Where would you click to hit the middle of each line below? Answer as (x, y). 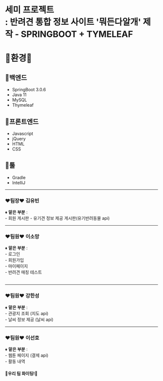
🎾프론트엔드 (22, 122)
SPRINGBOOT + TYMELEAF (77, 34)
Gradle (19, 177)
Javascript (23, 133)
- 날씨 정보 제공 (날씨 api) (29, 319)
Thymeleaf (23, 105)
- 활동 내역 (15, 361)
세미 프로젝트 (30, 10)
